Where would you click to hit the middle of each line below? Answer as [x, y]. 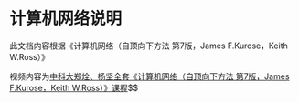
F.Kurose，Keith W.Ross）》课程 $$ [74, 87]
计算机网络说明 [66, 19]
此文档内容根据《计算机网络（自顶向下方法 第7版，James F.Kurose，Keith [149, 46]
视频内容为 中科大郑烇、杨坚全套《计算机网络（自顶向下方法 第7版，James [149, 76]
